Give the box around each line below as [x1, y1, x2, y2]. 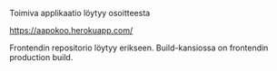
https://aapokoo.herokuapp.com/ [9, 25, 134, 35]
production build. [9, 52, 74, 62]
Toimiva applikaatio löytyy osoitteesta [9, 8, 151, 18]
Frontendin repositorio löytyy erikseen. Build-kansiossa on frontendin [9, 42, 269, 53]
